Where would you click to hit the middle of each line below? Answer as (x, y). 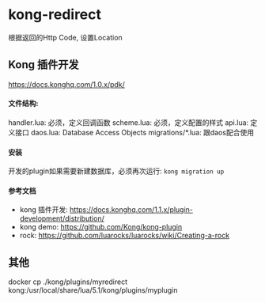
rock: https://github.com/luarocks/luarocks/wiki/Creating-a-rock (125, 236)
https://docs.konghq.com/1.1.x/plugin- (132, 210)
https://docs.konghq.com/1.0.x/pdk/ (66, 84)
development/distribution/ (62, 218)
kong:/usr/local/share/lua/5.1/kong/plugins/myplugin (93, 290)
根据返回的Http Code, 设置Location (65, 37)
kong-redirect (55, 15)
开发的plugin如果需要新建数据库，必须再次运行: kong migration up (116, 171)
